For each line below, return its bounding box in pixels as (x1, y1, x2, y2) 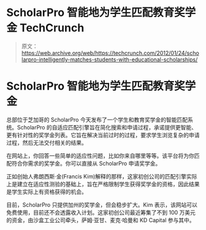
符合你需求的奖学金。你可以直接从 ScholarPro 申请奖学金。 (11, 159, 161, 167)
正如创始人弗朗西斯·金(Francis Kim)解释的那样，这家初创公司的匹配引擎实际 (6, 172, 197, 180)
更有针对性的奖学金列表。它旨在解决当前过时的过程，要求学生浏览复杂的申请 (6, 131, 200, 139)
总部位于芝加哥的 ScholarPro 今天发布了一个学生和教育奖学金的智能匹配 (6, 116, 188, 123)
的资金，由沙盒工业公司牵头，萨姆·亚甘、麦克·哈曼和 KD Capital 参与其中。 (6, 216, 195, 224)
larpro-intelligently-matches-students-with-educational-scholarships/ (21, 56, 198, 63)
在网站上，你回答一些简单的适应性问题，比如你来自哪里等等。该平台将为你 (6, 151, 194, 159)
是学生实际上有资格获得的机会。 (6, 188, 87, 195)
